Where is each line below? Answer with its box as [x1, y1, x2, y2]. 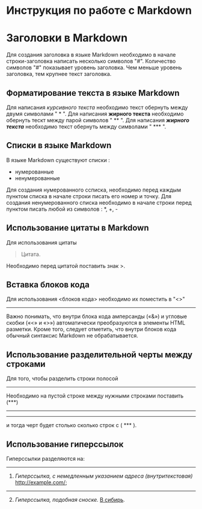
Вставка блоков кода [6, 279, 90, 290]
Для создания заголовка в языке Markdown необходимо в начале [6, 51, 176, 58]
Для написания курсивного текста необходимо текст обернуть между [6, 104, 188, 111]
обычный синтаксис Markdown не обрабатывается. [6, 332, 138, 339]
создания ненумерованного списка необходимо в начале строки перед [6, 199, 192, 206]
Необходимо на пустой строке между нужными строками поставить [6, 392, 184, 399]
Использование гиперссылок [6, 439, 124, 449]
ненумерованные [14, 174, 60, 181]
